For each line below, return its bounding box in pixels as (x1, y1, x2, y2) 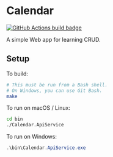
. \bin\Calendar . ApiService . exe (6, 145, 86, 151)
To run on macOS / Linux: (6, 104, 70, 112)
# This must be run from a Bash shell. (6, 82, 108, 88)
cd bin (6, 116, 23, 123)
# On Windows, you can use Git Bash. (6, 87, 103, 94)
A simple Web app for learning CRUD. (6, 36, 101, 43)
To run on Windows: (6, 133, 57, 140)
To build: (6, 70, 29, 77)
